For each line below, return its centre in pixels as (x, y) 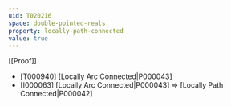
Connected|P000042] (56, 94)
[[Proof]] (23, 61)
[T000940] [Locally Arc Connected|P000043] (96, 76)
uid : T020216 (30, 16)
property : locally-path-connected (66, 31)
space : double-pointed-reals (57, 23)
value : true (28, 38)
